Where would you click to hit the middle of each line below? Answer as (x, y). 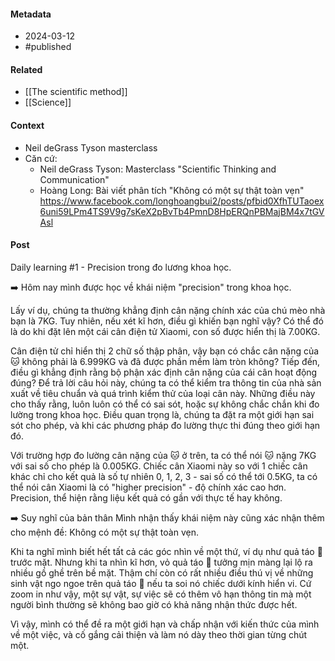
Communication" (74, 179)
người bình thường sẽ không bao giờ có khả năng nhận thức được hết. (154, 604)
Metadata (31, 14)
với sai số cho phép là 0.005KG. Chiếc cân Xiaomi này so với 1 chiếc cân (159, 466)
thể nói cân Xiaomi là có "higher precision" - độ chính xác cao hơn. (148, 487)
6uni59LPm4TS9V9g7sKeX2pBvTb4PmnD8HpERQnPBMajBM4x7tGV (182, 211)
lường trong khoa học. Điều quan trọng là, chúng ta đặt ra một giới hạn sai (162, 414)
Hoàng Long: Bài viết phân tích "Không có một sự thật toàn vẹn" (172, 190)
